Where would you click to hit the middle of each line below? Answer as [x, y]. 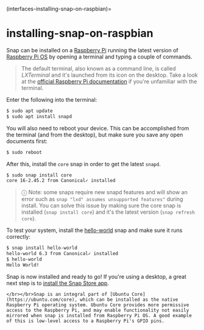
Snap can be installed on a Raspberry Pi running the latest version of [92, 50]
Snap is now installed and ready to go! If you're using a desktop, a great [97, 276]
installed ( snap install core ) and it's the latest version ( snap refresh [108, 212]
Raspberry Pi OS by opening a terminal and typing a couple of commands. [100, 57]
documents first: [27, 141]
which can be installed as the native [129, 300]
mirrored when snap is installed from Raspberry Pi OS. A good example [99, 315]
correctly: [19, 237]
